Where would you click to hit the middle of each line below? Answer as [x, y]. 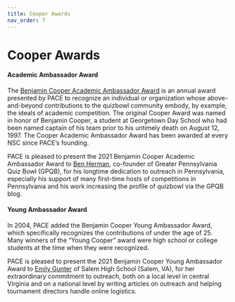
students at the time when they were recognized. [78, 248]
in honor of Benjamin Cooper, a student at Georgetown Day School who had [117, 120]
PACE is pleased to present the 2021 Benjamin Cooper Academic [101, 156]
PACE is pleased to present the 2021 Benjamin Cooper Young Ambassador [115, 261]
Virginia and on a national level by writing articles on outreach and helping [114, 284]
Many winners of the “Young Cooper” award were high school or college [113, 240]
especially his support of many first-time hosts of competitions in [102, 178]
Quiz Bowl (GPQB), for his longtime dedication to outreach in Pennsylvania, [116, 171]
